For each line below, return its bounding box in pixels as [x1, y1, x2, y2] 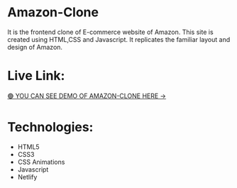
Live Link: [7, 68, 65, 84]
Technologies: [7, 119, 94, 136]
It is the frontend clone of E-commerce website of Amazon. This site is [7, 28, 214, 36]
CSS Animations [17, 157, 65, 166]
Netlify [17, 172, 38, 181]
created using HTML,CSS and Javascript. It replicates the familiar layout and [7, 35, 231, 43]
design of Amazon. [7, 43, 62, 51]
